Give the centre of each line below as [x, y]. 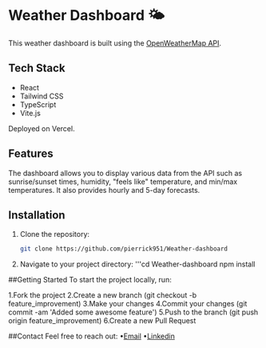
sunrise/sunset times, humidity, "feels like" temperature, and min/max [123, 182]
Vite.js [30, 113]
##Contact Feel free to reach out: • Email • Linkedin [92, 336]
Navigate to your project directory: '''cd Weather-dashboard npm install [137, 264]
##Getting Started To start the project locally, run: [90, 280]
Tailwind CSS [42, 96]
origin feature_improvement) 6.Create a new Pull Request [102, 321]
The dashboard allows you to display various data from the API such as [125, 173]
